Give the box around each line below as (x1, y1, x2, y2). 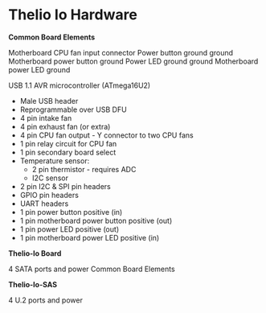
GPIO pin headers (19, 190, 79, 200)
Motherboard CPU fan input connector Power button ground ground (8, 47, 234, 57)
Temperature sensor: (19, 155, 90, 166)
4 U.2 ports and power (8, 295, 83, 305)
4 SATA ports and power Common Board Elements (8, 264, 175, 274)
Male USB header (19, 96, 79, 105)
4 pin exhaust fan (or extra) (19, 121, 111, 131)
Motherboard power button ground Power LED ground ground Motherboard (8, 56, 259, 66)
